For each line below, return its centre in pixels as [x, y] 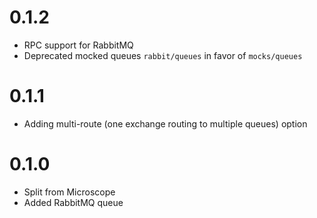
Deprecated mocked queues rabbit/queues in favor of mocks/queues [163, 55]
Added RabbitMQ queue [73, 202]
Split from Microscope [69, 192]
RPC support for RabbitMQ [78, 45]
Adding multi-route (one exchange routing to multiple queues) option [165, 123]
